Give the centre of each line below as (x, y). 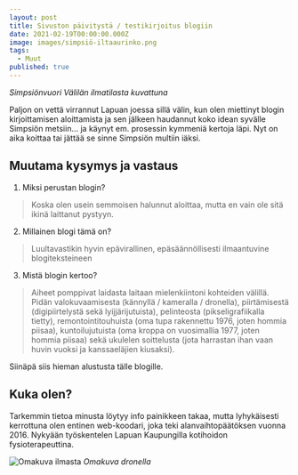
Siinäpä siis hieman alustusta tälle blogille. (86, 366)
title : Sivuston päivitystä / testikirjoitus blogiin (111, 26)
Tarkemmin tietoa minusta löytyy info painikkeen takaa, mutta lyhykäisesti (144, 415)
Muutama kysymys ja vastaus (94, 166)
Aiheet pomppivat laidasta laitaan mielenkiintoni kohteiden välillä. (150, 292)
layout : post (33, 17)
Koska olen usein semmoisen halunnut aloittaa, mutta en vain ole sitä (157, 205)
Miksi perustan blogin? (64, 187)
